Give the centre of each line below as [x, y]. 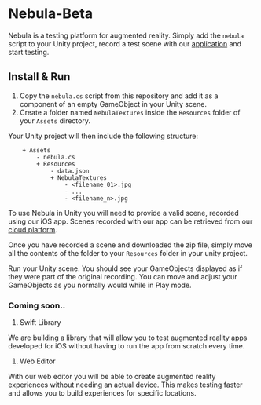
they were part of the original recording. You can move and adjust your [123, 276]
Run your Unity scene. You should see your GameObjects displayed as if [125, 268]
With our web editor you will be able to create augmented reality [112, 377]
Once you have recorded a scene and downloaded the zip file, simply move [130, 245]
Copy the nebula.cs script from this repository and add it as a [119, 96]
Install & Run [39, 77]
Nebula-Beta [50, 14]
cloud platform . [33, 229]
